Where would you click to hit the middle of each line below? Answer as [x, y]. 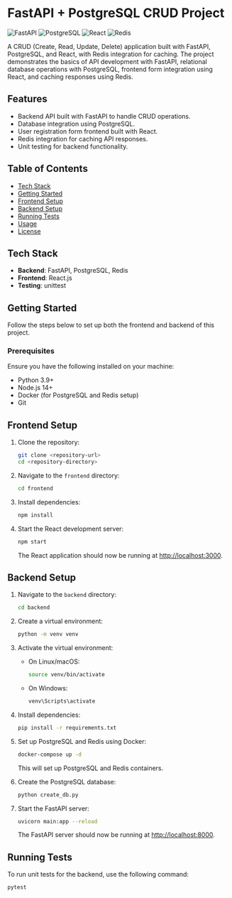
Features [27, 99]
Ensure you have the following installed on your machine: [91, 367]
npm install [35, 515]
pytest [17, 887]
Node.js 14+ [35, 388]
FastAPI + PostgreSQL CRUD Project [116, 13]
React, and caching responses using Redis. [70, 77]
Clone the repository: [49, 443]
